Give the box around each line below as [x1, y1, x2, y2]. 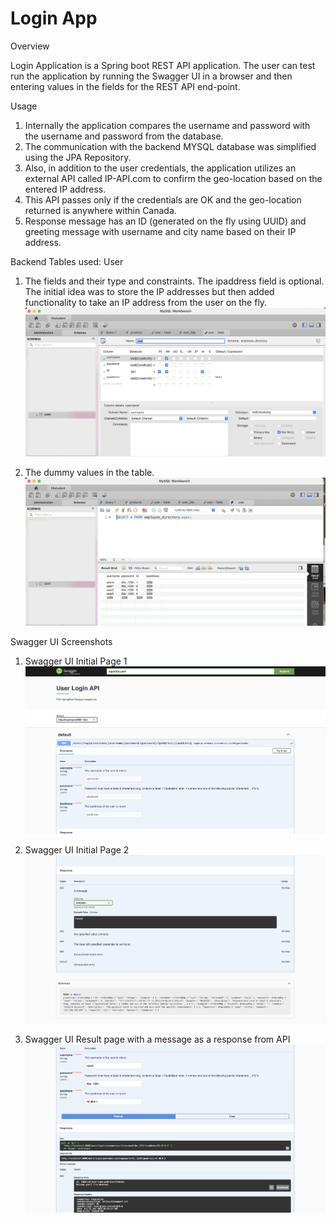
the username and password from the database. [24, 130, 224, 142]
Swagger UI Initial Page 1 [24, 655, 128, 667]
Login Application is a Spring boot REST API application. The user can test [10, 59, 316, 71]
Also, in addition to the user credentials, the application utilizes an [24, 162, 297, 174]
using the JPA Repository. [24, 151, 132, 163]
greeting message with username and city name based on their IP [24, 225, 297, 237]
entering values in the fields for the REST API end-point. [10, 80, 241, 92]
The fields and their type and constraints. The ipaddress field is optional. [24, 275, 325, 287]
